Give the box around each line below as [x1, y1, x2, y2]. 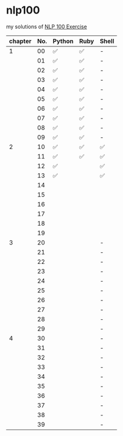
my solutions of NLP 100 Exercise [6, 23, 87, 30]
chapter [9, 37, 32, 45]
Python [52, 37, 74, 45]
